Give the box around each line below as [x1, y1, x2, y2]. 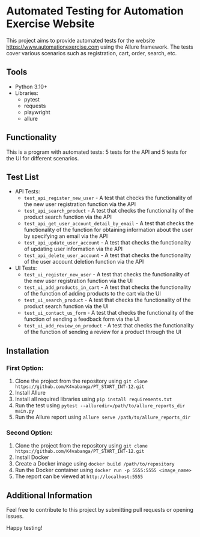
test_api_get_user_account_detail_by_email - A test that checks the [23, 220, 194, 227]
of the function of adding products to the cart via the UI [23, 290, 161, 297]
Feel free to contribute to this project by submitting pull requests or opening [6, 506, 194, 514]
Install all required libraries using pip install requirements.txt [14, 395, 172, 403]
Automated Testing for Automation [6, 4, 184, 18]
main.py [14, 408, 34, 414]
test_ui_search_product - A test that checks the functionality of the [23, 296, 191, 304]
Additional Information [6, 490, 92, 500]
